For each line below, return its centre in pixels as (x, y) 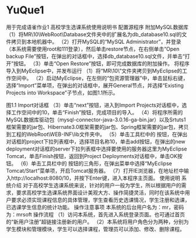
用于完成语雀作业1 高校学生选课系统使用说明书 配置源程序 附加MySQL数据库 (97, 27)
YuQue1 (25, 10)
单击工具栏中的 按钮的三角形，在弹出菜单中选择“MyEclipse (101, 163)
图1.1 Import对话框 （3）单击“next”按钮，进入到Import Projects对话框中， (94, 105)
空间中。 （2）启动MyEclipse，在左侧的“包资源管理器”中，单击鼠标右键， (99, 78)
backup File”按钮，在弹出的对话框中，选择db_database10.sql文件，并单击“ (95, 56)
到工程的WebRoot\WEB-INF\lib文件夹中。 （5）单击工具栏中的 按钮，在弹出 (97, 134)
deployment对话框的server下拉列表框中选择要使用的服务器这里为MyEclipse (97, 149)
